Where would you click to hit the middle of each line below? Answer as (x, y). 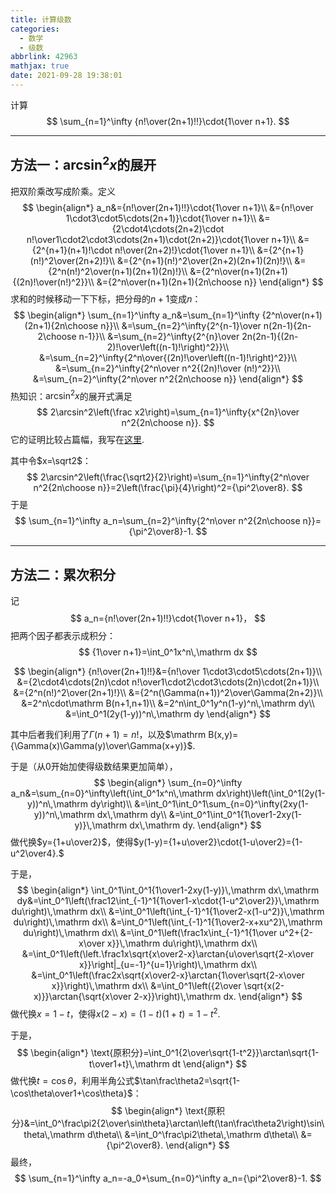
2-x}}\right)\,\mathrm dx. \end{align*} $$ (218, 997)
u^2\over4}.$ (37, 853)
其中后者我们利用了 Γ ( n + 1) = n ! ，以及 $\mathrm (108, 735)
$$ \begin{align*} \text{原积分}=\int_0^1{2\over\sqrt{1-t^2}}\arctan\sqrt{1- (168, 1052)
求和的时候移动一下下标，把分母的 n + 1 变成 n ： (106, 298)
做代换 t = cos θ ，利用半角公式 (72, 1080)
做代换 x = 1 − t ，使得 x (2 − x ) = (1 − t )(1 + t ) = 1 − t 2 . (115, 1013)
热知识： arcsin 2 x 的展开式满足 (71, 395)
